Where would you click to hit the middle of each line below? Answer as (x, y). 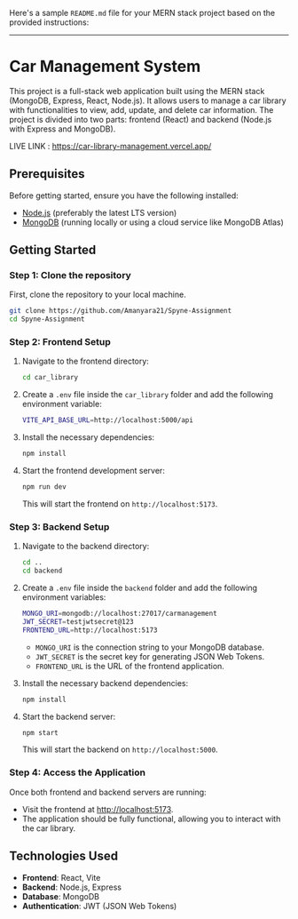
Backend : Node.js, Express (72, 887)
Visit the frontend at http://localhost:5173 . (98, 809)
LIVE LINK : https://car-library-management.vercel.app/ (110, 146)
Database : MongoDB (61, 896)
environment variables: (64, 597)
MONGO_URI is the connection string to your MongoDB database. (149, 647)
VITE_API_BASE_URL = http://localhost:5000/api (107, 420)
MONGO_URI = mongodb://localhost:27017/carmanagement (119, 614)
